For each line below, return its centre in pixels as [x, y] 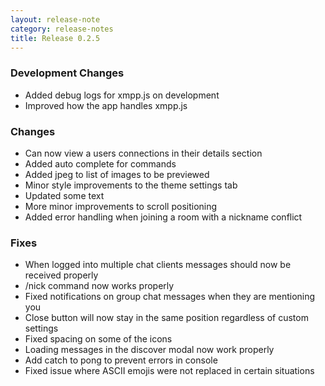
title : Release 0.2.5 [55, 38]
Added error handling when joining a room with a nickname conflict [163, 217]
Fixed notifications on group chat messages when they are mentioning [170, 297]
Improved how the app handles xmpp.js [106, 105]
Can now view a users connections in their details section [143, 153]
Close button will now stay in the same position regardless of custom [166, 318]
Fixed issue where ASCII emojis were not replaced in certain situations [169, 371]
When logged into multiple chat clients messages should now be [158, 265]
